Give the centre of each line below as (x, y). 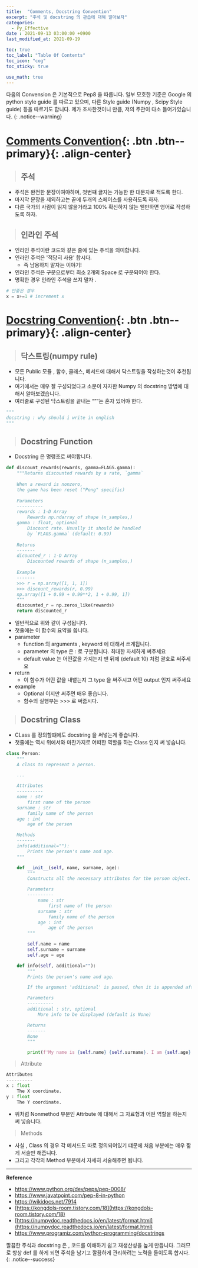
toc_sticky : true (27, 66)
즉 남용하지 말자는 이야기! (53, 265)
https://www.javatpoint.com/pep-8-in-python (70, 1195)
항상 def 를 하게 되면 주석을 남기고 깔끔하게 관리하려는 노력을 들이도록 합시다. (101, 1253)
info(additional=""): (43, 846)
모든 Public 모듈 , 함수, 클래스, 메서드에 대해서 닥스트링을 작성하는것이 (95, 371)
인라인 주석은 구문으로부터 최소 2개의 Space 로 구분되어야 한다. (88, 272)
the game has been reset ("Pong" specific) (71, 490)
